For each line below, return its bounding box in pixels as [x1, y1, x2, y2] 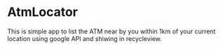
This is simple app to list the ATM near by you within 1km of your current [7, 27, 216, 35]
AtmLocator [7, 4, 79, 20]
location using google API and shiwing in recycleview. [7, 34, 163, 42]
